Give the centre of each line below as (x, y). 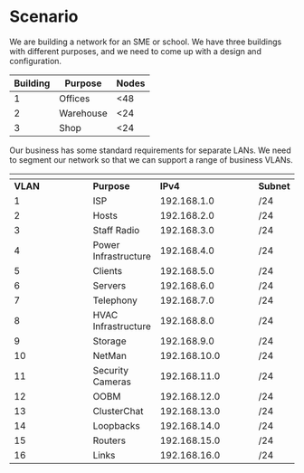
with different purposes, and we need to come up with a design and (136, 51)
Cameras (112, 382)
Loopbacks (116, 425)
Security (111, 370)
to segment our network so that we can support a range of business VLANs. (152, 159)
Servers (109, 285)
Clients (108, 270)
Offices (74, 99)
